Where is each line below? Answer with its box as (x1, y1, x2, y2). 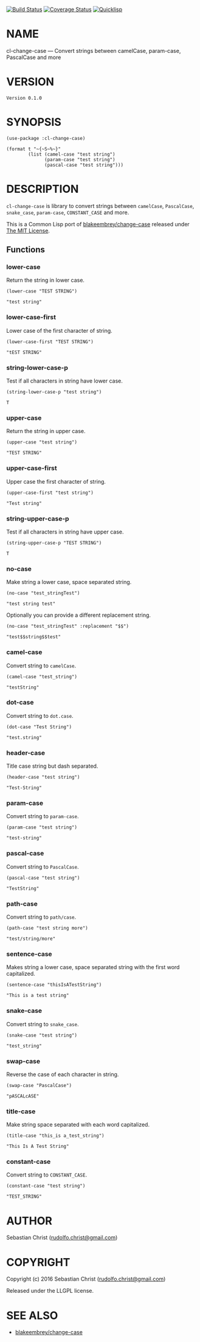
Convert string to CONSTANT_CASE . (6, 1171, 87, 1178)
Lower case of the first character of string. (6, 327, 112, 334)
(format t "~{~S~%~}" (6, 146, 61, 152)
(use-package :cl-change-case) (6, 135, 86, 141)
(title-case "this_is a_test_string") (6, 1133, 105, 1139)
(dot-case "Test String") (6, 724, 72, 730)
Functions (6, 245, 46, 255)
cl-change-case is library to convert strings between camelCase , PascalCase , (6, 202, 195, 209)
